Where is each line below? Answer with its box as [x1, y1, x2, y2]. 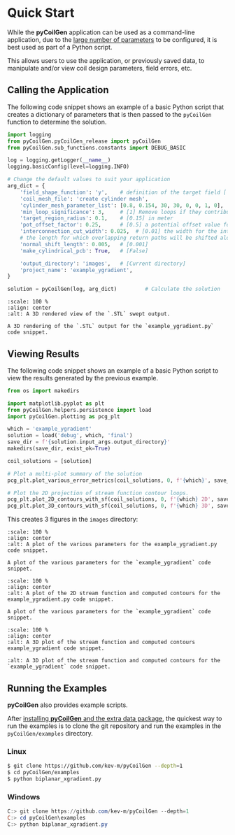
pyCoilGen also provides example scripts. [7, 701, 128, 709]
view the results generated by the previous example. [7, 373, 159, 382]
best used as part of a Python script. [7, 43, 113, 51]
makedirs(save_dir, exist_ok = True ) [7, 445, 111, 452]
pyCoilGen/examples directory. [7, 729, 93, 737]
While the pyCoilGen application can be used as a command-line [7, 28, 195, 36]
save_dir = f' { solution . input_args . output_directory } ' [7, 438, 171, 445]
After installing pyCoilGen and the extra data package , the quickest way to [7, 715, 222, 722]
